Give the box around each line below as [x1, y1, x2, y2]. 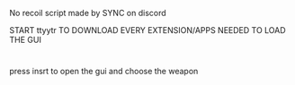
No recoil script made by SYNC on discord [9, 8, 166, 18]
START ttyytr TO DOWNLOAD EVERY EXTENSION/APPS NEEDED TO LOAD [9, 25, 286, 35]
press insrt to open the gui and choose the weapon [9, 66, 199, 77]
